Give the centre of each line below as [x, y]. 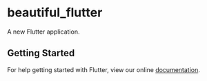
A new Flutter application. [43, 32]
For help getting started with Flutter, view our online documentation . [103, 69]
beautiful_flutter [55, 13]
